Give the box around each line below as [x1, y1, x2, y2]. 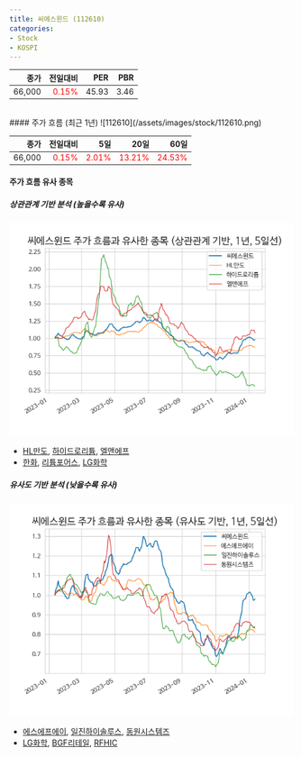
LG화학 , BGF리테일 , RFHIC [22, 737, 118, 748]
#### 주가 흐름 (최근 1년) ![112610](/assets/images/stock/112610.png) [9, 117, 262, 128]
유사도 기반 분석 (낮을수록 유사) [9, 479, 118, 490]
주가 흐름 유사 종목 [9, 177, 74, 187]
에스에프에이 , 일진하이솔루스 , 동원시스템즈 [22, 726, 170, 737]
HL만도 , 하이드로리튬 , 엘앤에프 [22, 446, 130, 457]
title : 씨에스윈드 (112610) [9, 14, 105, 23]
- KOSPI [9, 43, 39, 52]
